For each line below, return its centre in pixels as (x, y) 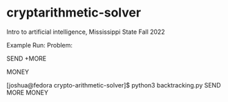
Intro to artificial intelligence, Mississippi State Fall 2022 (86, 32)
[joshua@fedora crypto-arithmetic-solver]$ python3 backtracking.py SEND (114, 85)
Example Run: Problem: (40, 45)
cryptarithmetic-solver (74, 13)
